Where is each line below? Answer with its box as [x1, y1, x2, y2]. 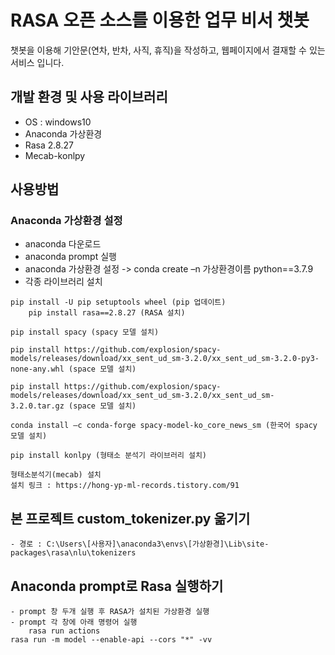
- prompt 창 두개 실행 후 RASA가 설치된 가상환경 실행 [10, 607, 210, 617]
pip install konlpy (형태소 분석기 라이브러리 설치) [10, 451, 208, 461]
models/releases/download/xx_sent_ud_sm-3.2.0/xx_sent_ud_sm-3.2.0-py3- [10, 354, 320, 364]
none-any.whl [10, 364, 65, 375]
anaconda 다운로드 [24, 238, 102, 250]
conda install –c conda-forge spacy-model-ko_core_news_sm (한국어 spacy [10, 421, 318, 431]
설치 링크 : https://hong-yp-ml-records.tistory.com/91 [10, 481, 240, 491]
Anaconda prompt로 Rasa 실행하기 [10, 577, 224, 595]
